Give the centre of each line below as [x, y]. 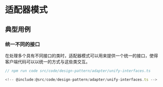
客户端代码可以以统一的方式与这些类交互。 [48, 61]
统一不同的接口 [23, 44]
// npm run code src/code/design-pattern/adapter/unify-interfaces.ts [78, 71]
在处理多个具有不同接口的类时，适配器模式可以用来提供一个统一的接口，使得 [81, 56]
